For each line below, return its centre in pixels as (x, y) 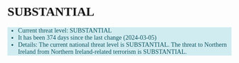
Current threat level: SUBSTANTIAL (65, 30)
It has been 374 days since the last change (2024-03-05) (87, 37)
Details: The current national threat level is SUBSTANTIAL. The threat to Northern (122, 44)
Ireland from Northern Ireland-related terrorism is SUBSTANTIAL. (102, 51)
